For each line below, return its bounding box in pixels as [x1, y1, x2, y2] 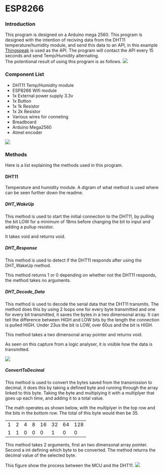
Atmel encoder [12, 129, 43, 135]
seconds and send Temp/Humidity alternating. [5, 53, 99, 59]
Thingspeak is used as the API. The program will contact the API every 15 [5, 47, 154, 53]
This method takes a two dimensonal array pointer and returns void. [5, 332, 143, 338]
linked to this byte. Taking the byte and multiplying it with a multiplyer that [5, 390, 155, 396]
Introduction [5, 21, 35, 28]
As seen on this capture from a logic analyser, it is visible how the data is [5, 341, 153, 347]
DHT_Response [5, 245, 37, 251]
